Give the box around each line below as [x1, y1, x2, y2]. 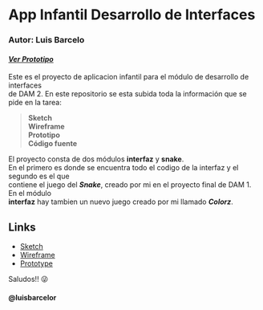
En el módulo [8, 189, 52, 198]
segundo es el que [8, 171, 70, 182]
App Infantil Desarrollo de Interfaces [8, 6, 256, 24]
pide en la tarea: [8, 98, 62, 108]
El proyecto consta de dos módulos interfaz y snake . [8, 154, 184, 164]
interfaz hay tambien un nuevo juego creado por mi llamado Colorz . [8, 197, 234, 206]
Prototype [19, 259, 54, 268]
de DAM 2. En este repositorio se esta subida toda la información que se [8, 89, 247, 99]
